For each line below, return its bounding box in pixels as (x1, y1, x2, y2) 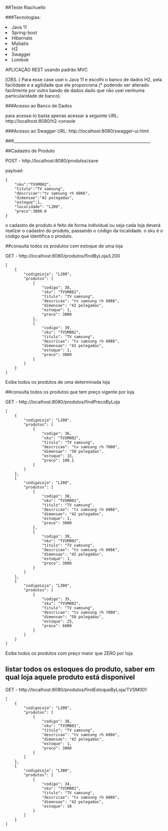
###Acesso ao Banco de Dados (5, 103, 73, 109)
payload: (5, 168, 24, 173)
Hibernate (12, 35, 33, 41)
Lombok (12, 57, 29, 63)
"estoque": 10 (41, 803, 72, 809)
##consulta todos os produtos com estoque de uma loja (5, 243, 123, 249)
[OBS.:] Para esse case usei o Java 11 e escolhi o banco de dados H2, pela (5, 77, 162, 82)
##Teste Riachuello (5, 5, 46, 10)
